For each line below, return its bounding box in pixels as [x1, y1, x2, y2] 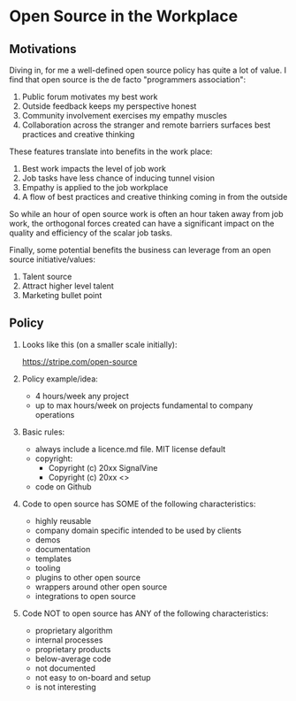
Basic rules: [21, 427, 65, 437]
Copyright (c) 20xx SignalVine [48, 462, 158, 473]
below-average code [34, 653, 112, 664]
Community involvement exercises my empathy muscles [21, 111, 228, 120]
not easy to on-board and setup [34, 672, 152, 682]
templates [34, 553, 72, 564]
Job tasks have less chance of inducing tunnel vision [21, 173, 215, 183]
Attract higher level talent [21, 281, 115, 291]
